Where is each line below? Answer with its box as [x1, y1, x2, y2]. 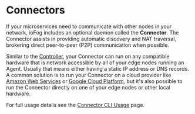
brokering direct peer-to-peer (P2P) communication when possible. [6, 42, 169, 49]
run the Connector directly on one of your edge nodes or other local [6, 84, 170, 91]
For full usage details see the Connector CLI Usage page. [6, 101, 145, 108]
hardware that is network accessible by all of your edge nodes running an [6, 59, 184, 66]
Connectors [6, 4, 66, 17]
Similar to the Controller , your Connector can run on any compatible [6, 53, 170, 60]
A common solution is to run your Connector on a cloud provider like [6, 71, 172, 78]
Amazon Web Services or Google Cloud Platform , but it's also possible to [6, 77, 183, 85]
